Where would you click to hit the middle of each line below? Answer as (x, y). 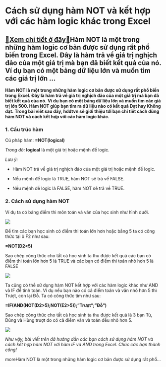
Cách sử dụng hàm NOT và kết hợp (78, 11)
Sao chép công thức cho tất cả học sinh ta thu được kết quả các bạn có (78, 255)
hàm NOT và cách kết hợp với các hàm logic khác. (57, 116)
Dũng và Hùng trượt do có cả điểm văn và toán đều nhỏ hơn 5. (69, 320)
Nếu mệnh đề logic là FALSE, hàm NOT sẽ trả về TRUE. (68, 188)
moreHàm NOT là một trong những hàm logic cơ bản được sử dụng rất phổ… (83, 359)
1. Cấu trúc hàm (24, 129)
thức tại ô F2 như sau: (28, 236)
